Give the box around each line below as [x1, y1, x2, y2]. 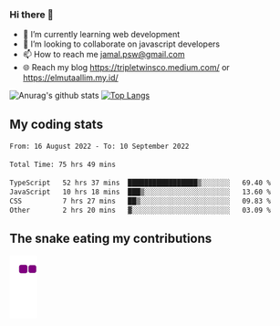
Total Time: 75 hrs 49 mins [9, 160, 117, 170]
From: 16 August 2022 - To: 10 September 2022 [9, 142, 190, 152]
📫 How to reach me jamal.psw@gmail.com [22, 49, 185, 60]
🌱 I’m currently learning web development [22, 29, 181, 40]
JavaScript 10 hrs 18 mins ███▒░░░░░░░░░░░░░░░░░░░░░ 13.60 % [9, 187, 272, 197]
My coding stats [9, 116, 103, 131]
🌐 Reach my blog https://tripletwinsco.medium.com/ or [22, 62, 230, 73]
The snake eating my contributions [9, 230, 213, 246]
